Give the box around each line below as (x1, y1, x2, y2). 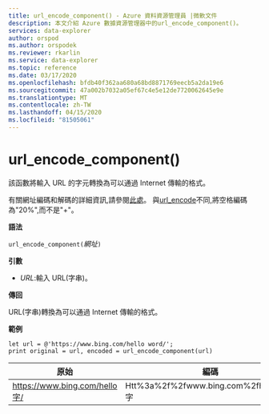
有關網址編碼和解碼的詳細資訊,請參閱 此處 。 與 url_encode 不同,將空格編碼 (8, 195, 248, 204)
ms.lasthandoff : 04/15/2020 (8, 109, 102, 117)
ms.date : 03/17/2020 (8, 71, 78, 79)
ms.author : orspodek (8, 42, 78, 50)
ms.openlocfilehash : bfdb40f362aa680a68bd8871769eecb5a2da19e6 (8, 78, 224, 86)
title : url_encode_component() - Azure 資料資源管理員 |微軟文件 (8, 11, 218, 20)
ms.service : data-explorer (8, 57, 98, 65)
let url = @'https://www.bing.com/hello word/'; (8, 340, 174, 348)
